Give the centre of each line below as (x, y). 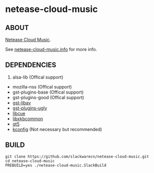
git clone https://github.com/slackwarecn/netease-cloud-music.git (77, 156)
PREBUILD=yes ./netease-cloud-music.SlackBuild (56, 165)
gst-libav (22, 102)
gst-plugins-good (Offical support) (48, 97)
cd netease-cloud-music (30, 161)
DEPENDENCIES (31, 65)
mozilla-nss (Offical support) (42, 86)
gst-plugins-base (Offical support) (48, 92)
